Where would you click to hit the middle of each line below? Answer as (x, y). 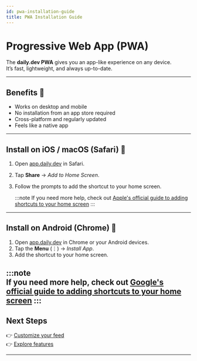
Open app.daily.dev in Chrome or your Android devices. (82, 242)
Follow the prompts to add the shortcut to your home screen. (88, 186)
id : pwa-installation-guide (40, 11)
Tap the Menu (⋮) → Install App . (54, 248)
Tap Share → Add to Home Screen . (57, 175)
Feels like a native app (41, 126)
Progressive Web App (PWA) (77, 46)
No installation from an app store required (65, 113)
